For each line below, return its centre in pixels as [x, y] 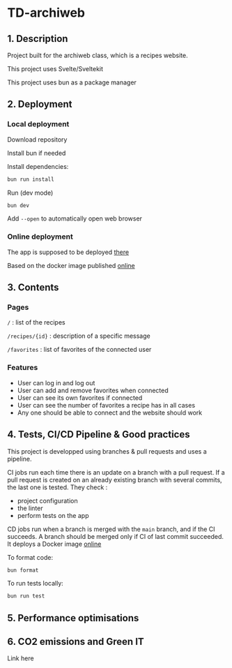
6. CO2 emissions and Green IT [76, 642]
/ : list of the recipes [36, 322]
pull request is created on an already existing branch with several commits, [115, 480]
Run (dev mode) [30, 193]
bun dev [18, 205]
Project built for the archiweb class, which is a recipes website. [98, 55]
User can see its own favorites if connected [80, 398]
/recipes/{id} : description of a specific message [79, 336]
